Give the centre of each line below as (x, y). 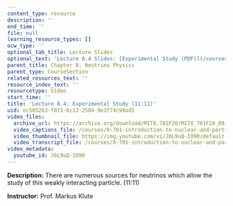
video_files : (26, 117)
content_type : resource (42, 14)
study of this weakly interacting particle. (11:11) (74, 182)
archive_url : (32, 123)
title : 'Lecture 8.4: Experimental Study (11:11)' (82, 104)
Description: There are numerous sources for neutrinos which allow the (110, 175)
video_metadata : (31, 149)
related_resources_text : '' (48, 78)
